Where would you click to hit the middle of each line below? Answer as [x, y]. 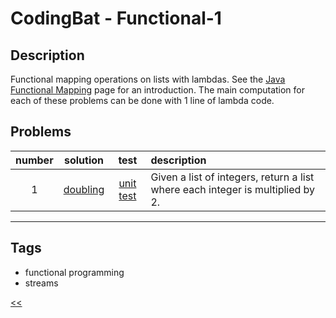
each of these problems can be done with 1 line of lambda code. [142, 100]
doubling [84, 189]
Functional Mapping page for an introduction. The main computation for [158, 90]
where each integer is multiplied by [233, 189]
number [34, 160]
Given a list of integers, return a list [232, 177]
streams [41, 283]
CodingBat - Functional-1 [116, 18]
